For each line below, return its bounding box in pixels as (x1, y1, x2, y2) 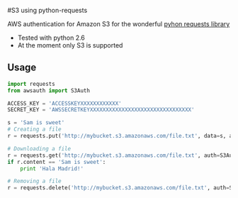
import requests (7, 80, 55, 87)
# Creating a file (7, 126, 62, 133)
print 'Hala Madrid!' (20, 165, 84, 172)
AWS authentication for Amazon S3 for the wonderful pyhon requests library (7, 20, 230, 28)
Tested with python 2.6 (17, 33, 85, 42)
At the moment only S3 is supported (17, 41, 123, 49)
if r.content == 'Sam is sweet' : (7, 158, 106, 165)
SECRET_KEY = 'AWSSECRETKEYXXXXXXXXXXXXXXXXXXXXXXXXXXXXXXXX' (7, 106, 195, 114)
